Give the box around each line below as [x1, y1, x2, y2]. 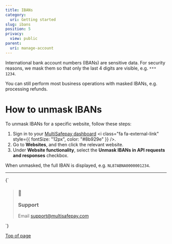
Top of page [5, 233, 31, 239]
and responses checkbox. [12, 152, 69, 159]
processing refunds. [5, 85, 48, 92]
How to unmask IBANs [5, 103, 102, 115]
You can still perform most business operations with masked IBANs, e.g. [5, 80, 158, 86]
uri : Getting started [10, 17, 56, 22]
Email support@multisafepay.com [17, 213, 89, 219]
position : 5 [5, 27, 31, 32]
